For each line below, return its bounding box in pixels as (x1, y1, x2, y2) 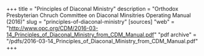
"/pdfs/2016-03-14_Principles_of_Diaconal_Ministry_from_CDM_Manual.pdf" (6, 38, 199, 44)
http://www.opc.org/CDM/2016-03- (9, 24, 99, 32)
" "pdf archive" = (153, 31, 197, 38)
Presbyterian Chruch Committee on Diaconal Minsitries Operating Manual (6, 12, 191, 19)
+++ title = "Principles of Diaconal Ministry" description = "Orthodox (6, 5, 179, 12)
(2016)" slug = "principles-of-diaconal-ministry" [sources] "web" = (6, 18, 175, 25)
